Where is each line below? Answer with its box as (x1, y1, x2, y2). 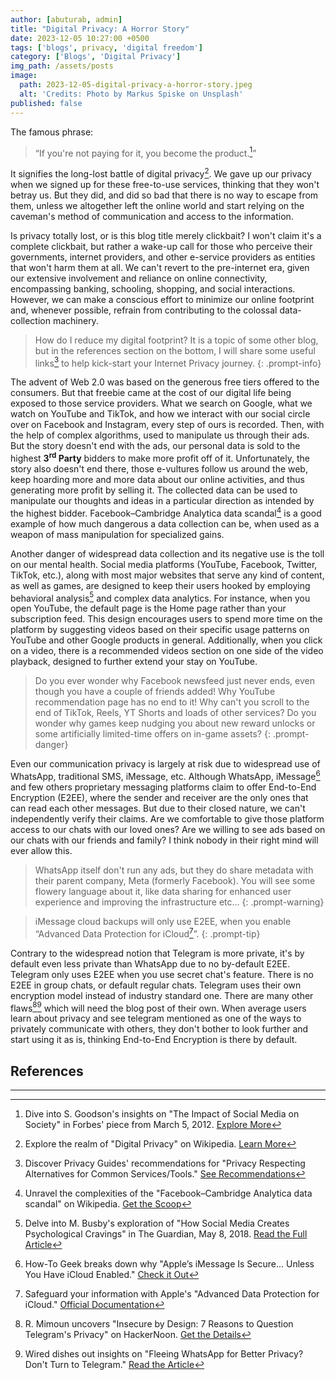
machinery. (52, 314, 99, 326)
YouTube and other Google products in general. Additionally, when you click (10, 634, 323, 646)
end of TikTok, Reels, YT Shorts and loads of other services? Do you (34, 707, 317, 719)
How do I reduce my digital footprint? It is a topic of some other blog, (34, 334, 319, 346)
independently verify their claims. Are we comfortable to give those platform (10, 813, 325, 825)
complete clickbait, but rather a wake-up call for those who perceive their (10, 240, 313, 252)
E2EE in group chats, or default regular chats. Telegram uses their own (10, 979, 302, 991)
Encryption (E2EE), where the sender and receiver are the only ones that (10, 792, 309, 804)
